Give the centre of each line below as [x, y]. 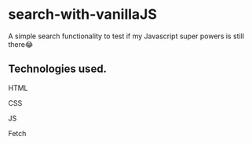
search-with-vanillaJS [82, 14]
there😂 [21, 44]
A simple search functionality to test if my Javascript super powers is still [126, 36]
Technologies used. [58, 69]
